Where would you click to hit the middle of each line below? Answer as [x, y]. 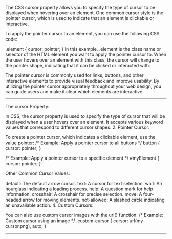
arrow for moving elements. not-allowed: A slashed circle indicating [93, 200]
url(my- [137, 221]
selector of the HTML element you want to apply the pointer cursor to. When [86, 54]
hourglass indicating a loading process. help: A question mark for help [79, 189]
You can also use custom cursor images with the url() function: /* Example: [84, 215]
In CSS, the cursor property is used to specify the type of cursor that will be [85, 116]
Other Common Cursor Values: [38, 173]
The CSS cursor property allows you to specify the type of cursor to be [80, 7]
